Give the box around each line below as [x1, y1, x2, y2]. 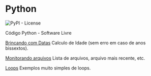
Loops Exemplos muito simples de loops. [5, 65, 91, 71]
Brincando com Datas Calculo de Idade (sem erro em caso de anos [5, 39, 146, 46]
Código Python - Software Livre [5, 30, 72, 36]
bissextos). [5, 45, 28, 51]
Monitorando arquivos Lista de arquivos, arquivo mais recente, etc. [5, 55, 145, 61]
